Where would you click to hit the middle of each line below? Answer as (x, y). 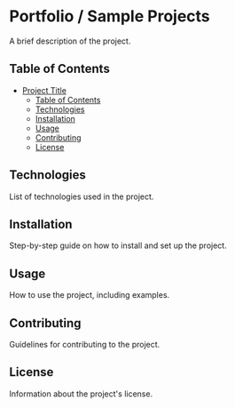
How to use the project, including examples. (90, 295)
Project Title (44, 90)
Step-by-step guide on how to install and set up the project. (118, 245)
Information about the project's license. (81, 394)
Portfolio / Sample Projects (110, 16)
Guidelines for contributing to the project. (85, 344)
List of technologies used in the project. (82, 196)
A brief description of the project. (70, 41)
